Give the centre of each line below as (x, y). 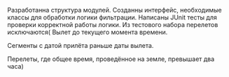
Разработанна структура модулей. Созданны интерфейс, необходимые (114, 10)
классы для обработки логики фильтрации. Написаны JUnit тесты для (112, 17)
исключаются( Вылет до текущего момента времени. (88, 32)
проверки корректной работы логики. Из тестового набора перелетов (113, 25)
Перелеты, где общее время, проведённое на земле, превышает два (111, 59)
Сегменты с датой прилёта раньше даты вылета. (81, 45)
